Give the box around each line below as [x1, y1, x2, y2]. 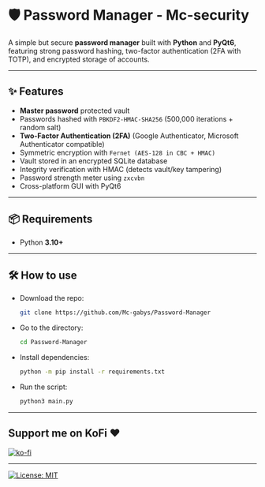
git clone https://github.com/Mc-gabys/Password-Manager [19, 309, 211, 317]
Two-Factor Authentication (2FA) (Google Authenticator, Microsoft [19, 131, 239, 140]
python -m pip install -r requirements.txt [19, 368, 166, 376]
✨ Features [8, 84, 64, 99]
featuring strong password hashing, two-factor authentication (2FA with [8, 46, 241, 55]
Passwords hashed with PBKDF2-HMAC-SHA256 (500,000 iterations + [19, 114, 234, 123]
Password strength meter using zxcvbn [19, 173, 145, 182]
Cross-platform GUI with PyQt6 [19, 181, 121, 190]
